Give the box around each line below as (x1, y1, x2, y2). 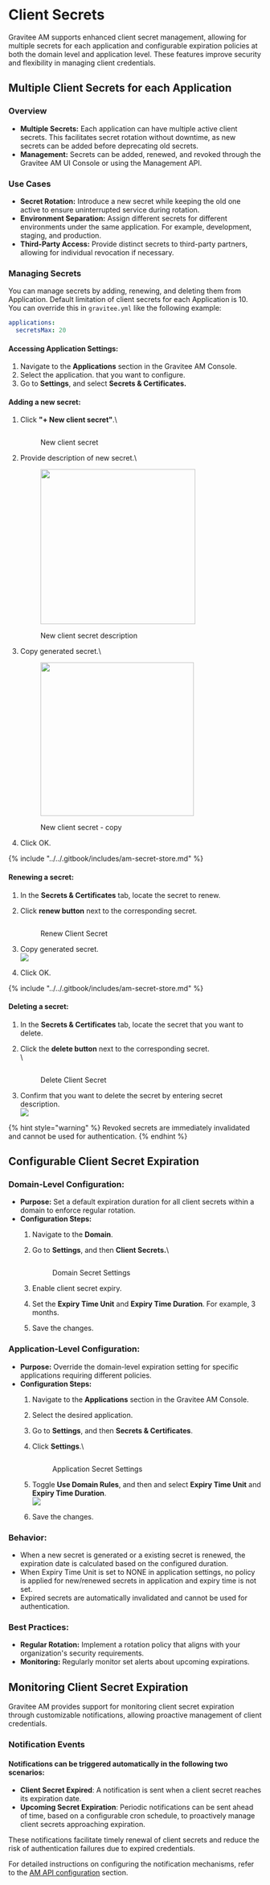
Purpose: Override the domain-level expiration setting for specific (19, 1362, 239, 1371)
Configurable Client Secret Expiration (8, 1155, 199, 1168)
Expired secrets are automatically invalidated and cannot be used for (19, 1593, 247, 1603)
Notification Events (8, 1739, 86, 1751)
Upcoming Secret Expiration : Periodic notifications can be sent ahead (19, 1802, 254, 1813)
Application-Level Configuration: (8, 1343, 141, 1354)
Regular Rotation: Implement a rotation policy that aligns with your (19, 1640, 241, 1650)
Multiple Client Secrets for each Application (8, 81, 232, 95)
